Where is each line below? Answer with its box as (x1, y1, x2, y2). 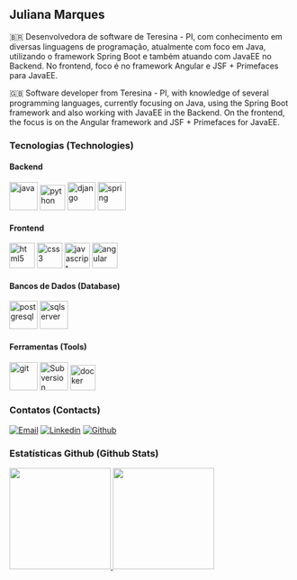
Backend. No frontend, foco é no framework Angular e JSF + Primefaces (9, 60, 279, 71)
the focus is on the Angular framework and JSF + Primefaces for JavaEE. (9, 116, 281, 127)
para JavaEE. (9, 69, 58, 80)
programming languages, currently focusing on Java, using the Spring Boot (9, 97, 289, 108)
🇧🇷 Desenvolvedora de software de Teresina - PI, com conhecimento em (9, 31, 283, 41)
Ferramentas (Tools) (9, 341, 87, 352)
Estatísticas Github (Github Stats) (9, 447, 159, 459)
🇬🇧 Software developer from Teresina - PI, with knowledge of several (9, 87, 270, 98)
